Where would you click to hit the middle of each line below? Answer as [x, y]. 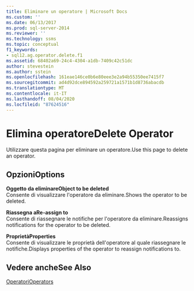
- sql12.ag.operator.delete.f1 [44, 55]
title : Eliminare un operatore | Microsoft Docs [67, 11]
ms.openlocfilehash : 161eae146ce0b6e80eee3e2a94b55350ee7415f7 [85, 77]
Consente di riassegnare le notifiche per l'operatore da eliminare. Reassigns [97, 219]
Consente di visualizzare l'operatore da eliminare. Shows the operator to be [97, 195]
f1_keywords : [22, 50]
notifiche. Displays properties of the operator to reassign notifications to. [93, 249]
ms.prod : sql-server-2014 [38, 28]
